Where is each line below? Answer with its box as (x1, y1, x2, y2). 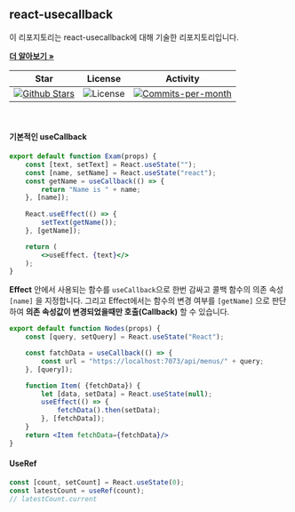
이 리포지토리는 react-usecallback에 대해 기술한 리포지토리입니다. (9, 31, 240, 43)
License (87, 72, 122, 84)
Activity (165, 72, 200, 84)
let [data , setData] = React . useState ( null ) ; (41, 389, 213, 398)
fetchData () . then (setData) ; (56, 406, 162, 415)
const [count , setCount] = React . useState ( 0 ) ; (9, 477, 185, 487)
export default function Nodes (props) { (9, 324, 162, 333)
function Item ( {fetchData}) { (25, 381, 141, 390)
